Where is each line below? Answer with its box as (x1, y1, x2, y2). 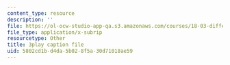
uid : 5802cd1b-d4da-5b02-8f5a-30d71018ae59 (7, 48, 133, 55)
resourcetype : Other (7, 35, 66, 42)
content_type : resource (7, 9, 75, 17)
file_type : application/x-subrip (7, 28, 103, 36)
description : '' (7, 16, 53, 23)
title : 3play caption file (7, 41, 84, 48)
